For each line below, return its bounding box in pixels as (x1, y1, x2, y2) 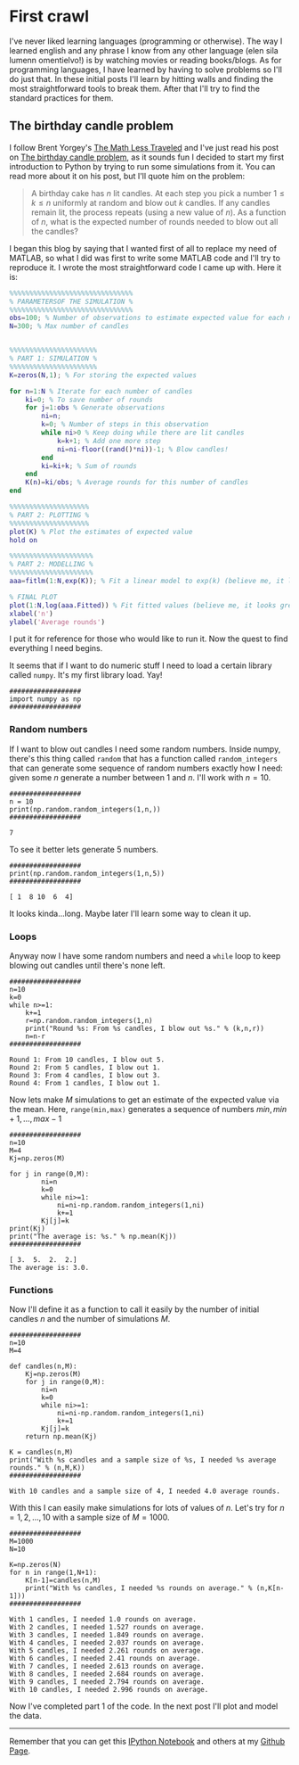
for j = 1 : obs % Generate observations (25, 403, 166, 412)
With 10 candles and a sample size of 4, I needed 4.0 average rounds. (9, 1487, 280, 1496)
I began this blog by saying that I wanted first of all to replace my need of (9, 243, 278, 253)
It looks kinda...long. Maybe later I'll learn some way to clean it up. (9, 908, 252, 919)
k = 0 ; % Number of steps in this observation (41, 420, 209, 429)
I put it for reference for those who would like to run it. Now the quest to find (9, 633, 288, 644)
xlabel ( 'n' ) (9, 609, 53, 618)
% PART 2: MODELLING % (9, 560, 93, 569)
